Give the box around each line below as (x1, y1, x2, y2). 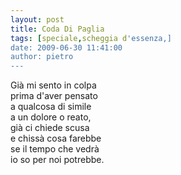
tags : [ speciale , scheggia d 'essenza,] (10, 33, 172, 43)
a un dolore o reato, (10, 111, 92, 123)
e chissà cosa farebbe (10, 132, 102, 145)
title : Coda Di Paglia (10, 24, 105, 34)
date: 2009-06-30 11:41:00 (10, 42, 123, 53)
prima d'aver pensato (10, 90, 98, 102)
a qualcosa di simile (10, 101, 92, 113)
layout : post (10, 14, 65, 25)
